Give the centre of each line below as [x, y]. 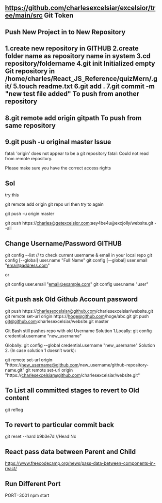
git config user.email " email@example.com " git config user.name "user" [77, 284]
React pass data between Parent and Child [70, 451]
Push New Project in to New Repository [65, 32]
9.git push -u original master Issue [58, 142]
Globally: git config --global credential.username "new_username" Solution [80, 345]
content [17, 398]
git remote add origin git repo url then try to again [54, 204]
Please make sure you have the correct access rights [58, 168]
